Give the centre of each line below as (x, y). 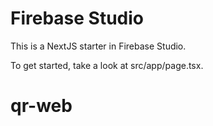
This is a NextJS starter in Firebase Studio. (98, 46)
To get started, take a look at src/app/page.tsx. (107, 65)
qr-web (41, 106)
